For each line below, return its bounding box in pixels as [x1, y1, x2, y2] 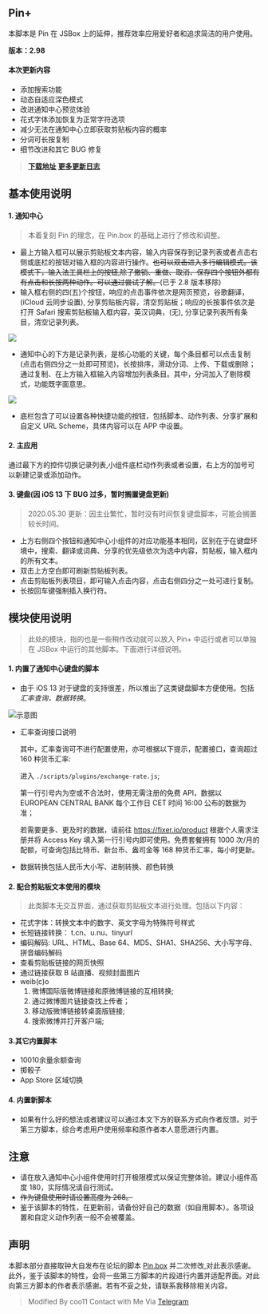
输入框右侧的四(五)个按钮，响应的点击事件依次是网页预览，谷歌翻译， [19, 287, 250, 296]
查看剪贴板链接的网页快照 [19, 958, 104, 967]
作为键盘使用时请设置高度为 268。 [19, 1193, 133, 1202]
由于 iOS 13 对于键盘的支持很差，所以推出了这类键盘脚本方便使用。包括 [19, 683, 255, 693]
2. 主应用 [8, 441, 38, 451]
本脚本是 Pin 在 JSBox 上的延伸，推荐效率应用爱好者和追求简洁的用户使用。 [8, 28, 258, 38]
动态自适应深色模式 [19, 95, 84, 105]
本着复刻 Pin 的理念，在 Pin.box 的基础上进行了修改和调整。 [27, 230, 225, 240]
